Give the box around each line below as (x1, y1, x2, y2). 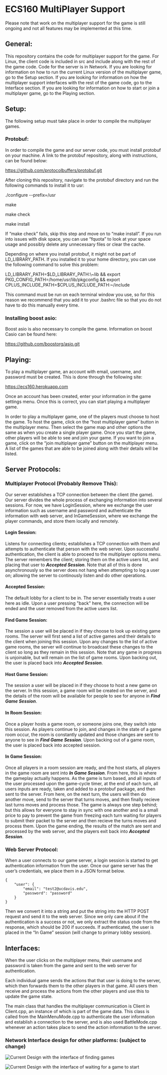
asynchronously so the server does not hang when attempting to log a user (5, 567, 160, 573)
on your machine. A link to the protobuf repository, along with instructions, (5, 152, 158, 158)
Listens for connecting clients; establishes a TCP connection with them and (5, 540, 160, 546)
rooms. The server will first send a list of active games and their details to (5, 633, 156, 640)
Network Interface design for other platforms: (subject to (5, 1037, 146, 1044)
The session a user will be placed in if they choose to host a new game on (5, 683, 157, 689)
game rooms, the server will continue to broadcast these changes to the (5, 644, 154, 650)
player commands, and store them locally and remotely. (5, 518, 120, 524)
